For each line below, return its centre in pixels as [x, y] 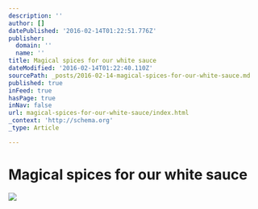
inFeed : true [30, 90]
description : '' [35, 16]
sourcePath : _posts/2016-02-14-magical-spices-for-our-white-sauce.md [129, 76]
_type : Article [34, 128]
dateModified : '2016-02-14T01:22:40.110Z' [81, 68]
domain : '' [34, 46]
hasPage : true [32, 98]
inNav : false [30, 105]
